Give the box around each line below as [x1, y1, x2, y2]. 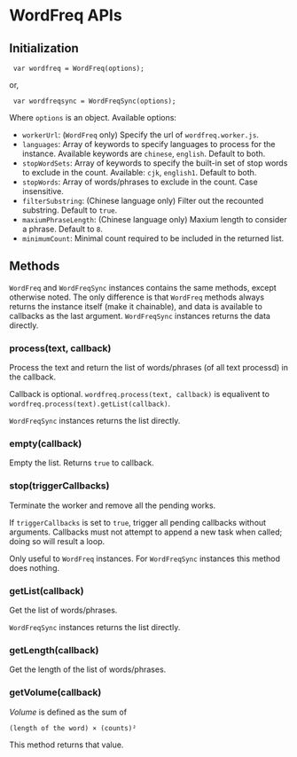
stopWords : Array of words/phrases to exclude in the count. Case [21, 176, 259, 187]
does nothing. [9, 562, 60, 573]
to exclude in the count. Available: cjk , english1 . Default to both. [21, 168, 257, 177]
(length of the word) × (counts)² [9, 723, 137, 732]
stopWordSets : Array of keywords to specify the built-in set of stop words [21, 158, 288, 168]
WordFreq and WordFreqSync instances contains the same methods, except [9, 282, 277, 293]
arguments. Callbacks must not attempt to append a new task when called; [9, 527, 283, 537]
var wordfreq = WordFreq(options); [12, 64, 145, 73]
